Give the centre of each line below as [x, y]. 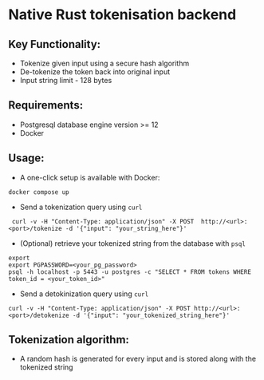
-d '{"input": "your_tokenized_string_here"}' [151, 315]
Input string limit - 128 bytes [66, 80]
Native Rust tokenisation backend [122, 15]
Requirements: [46, 105]
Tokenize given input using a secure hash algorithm [104, 63]
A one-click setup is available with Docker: [90, 177]
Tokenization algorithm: [69, 340]
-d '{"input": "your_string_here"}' [126, 228]
